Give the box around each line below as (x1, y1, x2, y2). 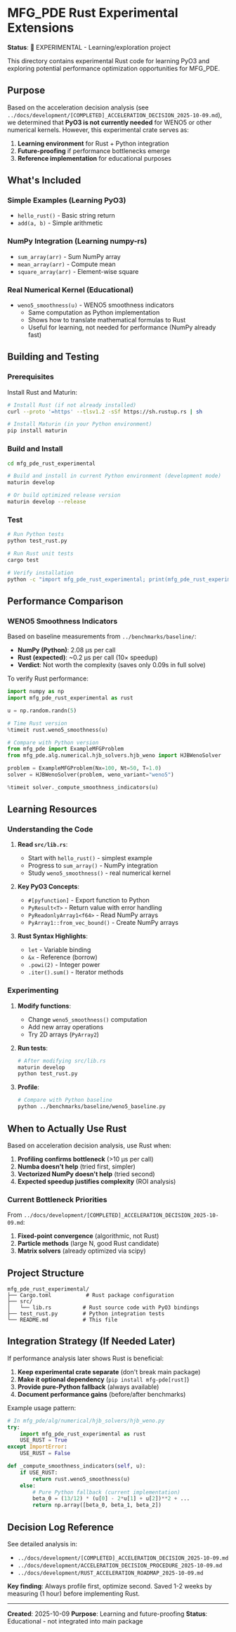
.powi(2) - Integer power (27, 961, 100, 969)
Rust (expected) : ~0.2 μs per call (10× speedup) (17, 653, 158, 662)
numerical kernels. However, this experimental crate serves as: (7, 125, 190, 134)
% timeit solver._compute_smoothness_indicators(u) (7, 784, 159, 791)
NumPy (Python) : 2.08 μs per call (17, 646, 116, 654)
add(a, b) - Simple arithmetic (17, 219, 103, 228)
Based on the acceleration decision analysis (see (7, 103, 149, 112)
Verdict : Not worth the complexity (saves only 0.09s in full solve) (17, 661, 206, 669)
